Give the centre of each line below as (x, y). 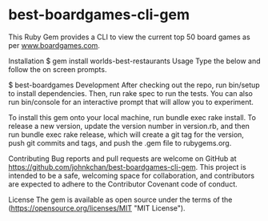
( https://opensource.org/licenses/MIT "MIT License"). (97, 208)
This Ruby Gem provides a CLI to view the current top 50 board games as (129, 37)
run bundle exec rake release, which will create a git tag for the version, (126, 135)
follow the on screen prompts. (58, 69)
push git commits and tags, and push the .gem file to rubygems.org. (120, 143)
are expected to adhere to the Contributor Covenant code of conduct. (123, 184)
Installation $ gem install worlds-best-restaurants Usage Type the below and (134, 61)
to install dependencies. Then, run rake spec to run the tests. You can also (131, 93)
